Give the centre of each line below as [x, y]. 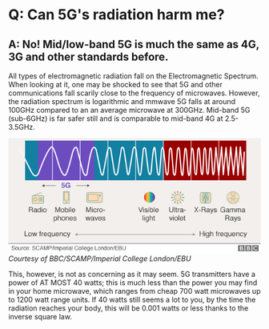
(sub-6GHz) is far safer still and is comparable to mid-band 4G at [116, 118]
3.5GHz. [22, 127]
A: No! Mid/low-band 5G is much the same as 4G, [134, 44]
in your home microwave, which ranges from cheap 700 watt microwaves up [134, 291]
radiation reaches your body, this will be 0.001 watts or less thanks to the [128, 308]
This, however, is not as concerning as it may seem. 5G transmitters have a [132, 275]
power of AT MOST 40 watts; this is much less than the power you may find [133, 283]
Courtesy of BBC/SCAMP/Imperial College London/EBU [100, 259]
